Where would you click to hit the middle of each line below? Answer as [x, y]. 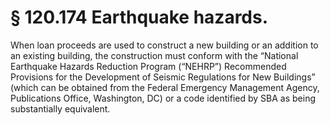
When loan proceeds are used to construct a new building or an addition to [164, 45]
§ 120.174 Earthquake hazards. [139, 17]
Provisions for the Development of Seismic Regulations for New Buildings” [163, 77]
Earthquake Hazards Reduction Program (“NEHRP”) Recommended [148, 66]
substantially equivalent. [60, 108]
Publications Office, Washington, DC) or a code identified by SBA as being [163, 98]
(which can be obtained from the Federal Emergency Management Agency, [165, 87]
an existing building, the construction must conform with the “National [154, 55]
